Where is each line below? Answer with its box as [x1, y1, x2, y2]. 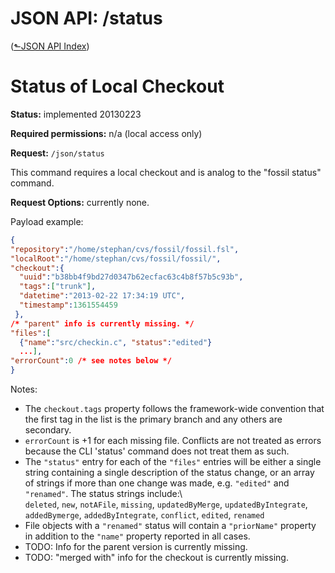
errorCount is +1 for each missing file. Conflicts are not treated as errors [24, 435, 322, 446]
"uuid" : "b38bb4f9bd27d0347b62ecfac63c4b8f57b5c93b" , [19, 272, 244, 282]
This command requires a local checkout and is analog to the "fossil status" [10, 166, 322, 178]
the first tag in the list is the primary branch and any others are [24, 413, 283, 425]
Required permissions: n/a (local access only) [10, 127, 203, 139]
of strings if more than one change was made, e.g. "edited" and [24, 477, 290, 489]
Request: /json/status [10, 147, 105, 159]
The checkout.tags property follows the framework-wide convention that [24, 403, 325, 414]
